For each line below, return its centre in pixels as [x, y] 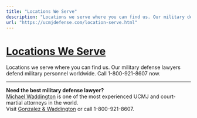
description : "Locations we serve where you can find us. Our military [95, 17]
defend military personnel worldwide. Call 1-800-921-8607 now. [83, 74]
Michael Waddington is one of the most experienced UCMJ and [83, 96]
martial [14, 103]
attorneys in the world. [51, 103]
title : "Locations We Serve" [42, 11]
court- [168, 96]
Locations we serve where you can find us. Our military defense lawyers [93, 67]
